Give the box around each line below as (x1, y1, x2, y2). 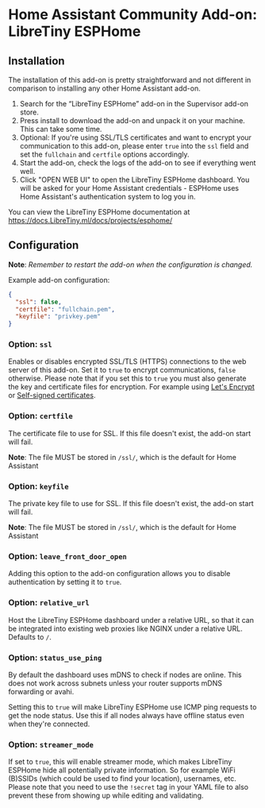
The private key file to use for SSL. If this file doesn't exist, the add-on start (8, 499, 254, 508)
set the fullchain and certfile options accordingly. (19, 149, 190, 159)
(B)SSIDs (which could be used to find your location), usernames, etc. (8, 774, 236, 783)
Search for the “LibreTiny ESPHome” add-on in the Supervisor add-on (19, 99, 248, 108)
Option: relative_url (8, 597, 90, 609)
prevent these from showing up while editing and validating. (8, 791, 204, 800)
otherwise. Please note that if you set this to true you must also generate (8, 373, 247, 383)
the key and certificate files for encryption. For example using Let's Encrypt (8, 382, 255, 392)
